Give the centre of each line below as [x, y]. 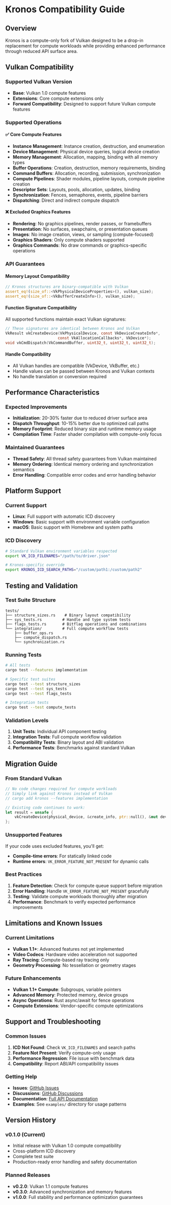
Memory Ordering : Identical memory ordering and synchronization [83, 464]
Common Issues [26, 1036]
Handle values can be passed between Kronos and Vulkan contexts [83, 371]
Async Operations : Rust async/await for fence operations [73, 1000]
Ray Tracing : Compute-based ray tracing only [61, 960]
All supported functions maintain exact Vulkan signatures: [66, 319]
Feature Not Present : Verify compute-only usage [64, 1053]
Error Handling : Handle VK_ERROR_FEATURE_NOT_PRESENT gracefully [81, 891]
